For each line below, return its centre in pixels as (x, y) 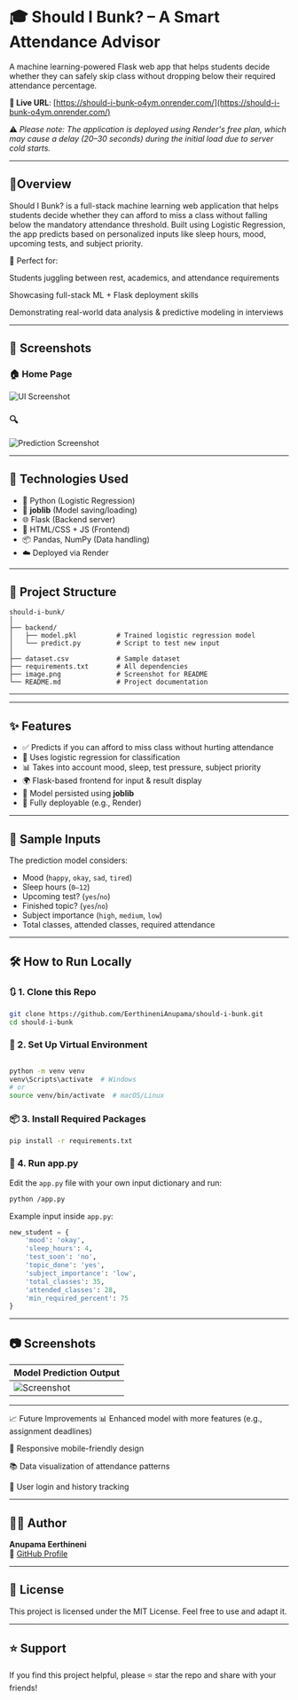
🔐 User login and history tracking (69, 1487)
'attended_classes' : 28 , (71, 1290)
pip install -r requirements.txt (71, 1140)
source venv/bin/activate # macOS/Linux (87, 1096)
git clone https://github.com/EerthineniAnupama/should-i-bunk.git (137, 1014)
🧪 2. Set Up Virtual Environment (78, 1045)
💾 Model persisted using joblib (78, 794)
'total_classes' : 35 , (65, 1281)
